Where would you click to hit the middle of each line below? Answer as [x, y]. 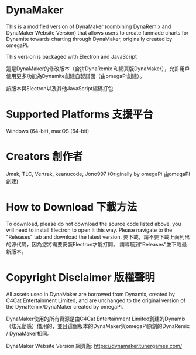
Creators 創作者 [44, 157]
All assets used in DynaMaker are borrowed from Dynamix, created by [91, 294]
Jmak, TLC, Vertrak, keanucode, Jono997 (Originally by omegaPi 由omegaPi [98, 174]
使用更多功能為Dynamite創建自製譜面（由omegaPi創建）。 [75, 76]
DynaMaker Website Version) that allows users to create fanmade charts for [97, 32]
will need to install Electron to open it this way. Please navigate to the [89, 230]
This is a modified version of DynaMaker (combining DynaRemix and [89, 26]
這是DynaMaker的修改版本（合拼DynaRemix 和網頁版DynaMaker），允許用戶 [98, 69]
